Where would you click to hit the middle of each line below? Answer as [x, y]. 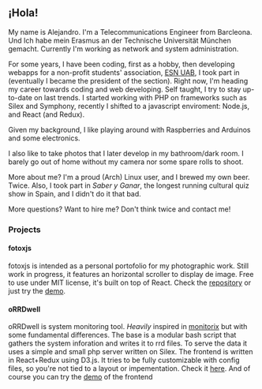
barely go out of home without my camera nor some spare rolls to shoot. [126, 162]
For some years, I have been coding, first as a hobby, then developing [122, 64]
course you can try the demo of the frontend [80, 377]
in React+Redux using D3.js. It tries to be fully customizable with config [124, 360]
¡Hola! [23, 13]
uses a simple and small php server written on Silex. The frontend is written [131, 352]
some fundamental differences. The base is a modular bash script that [122, 335]
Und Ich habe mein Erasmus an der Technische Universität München [120, 40]
